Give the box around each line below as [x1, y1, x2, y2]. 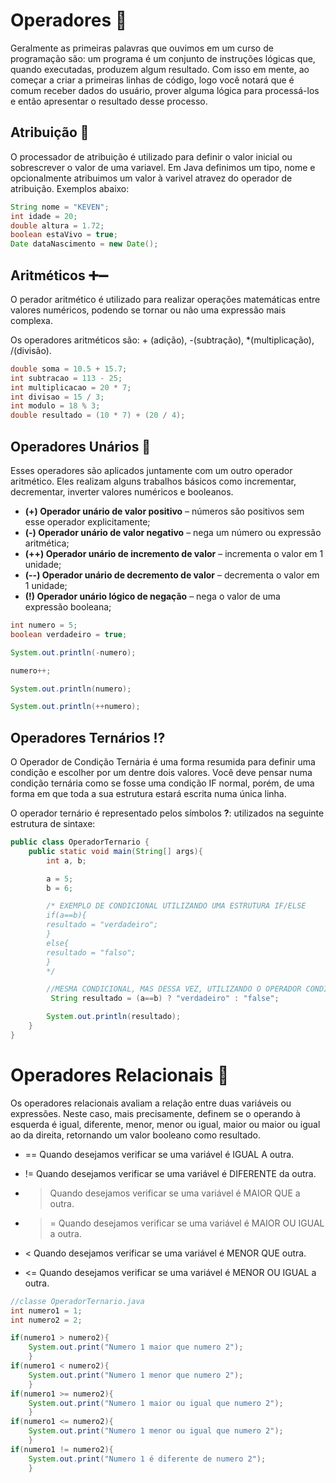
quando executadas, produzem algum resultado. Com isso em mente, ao [10, 63, 310, 75]
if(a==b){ [46, 910, 87, 921]
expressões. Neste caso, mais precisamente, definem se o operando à [10, 1107, 301, 1119]
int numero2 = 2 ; [10, 1315, 83, 1325]
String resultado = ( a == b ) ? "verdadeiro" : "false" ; [50, 994, 280, 1004]
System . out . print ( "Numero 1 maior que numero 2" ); [28, 1342, 244, 1353]
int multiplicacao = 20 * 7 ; [10, 382, 132, 393]
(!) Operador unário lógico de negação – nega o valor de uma [24, 590, 281, 602]
